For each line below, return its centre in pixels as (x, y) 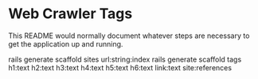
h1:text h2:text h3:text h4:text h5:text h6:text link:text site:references (120, 67)
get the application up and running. (66, 43)
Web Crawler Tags (70, 14)
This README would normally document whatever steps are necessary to (129, 36)
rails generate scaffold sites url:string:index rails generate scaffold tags (125, 59)
